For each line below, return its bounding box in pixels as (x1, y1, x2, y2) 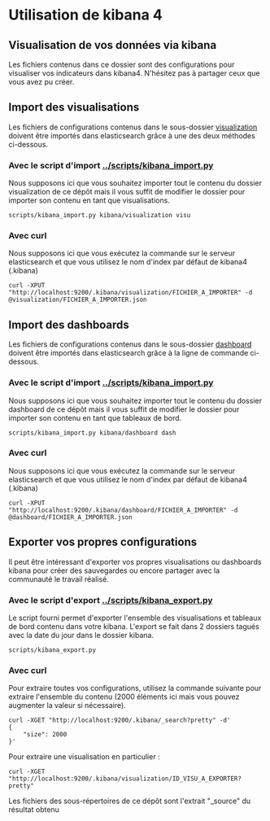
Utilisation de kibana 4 (8, 6, 163, 24)
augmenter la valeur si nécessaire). (8, 701, 126, 710)
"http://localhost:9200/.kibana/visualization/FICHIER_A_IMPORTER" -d (8, 289, 253, 297)
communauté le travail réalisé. (8, 574, 110, 583)
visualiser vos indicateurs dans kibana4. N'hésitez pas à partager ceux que (8, 68, 260, 78)
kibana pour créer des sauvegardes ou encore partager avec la (8, 566, 220, 575)
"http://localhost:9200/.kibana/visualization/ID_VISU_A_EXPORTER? (8, 775, 242, 783)
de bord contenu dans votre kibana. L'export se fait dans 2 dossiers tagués (8, 621, 260, 631)
